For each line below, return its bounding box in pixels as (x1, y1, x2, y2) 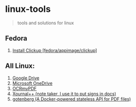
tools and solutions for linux (17, 20, 74, 26)
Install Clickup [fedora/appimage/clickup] (12, 47, 97, 53)
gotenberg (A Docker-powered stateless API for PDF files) (12, 96, 131, 102)
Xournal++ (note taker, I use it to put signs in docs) (12, 91, 117, 97)
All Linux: (5, 62, 35, 70)
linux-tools (5, 3, 51, 15)
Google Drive (12, 75, 40, 81)
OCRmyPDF (12, 85, 37, 91)
